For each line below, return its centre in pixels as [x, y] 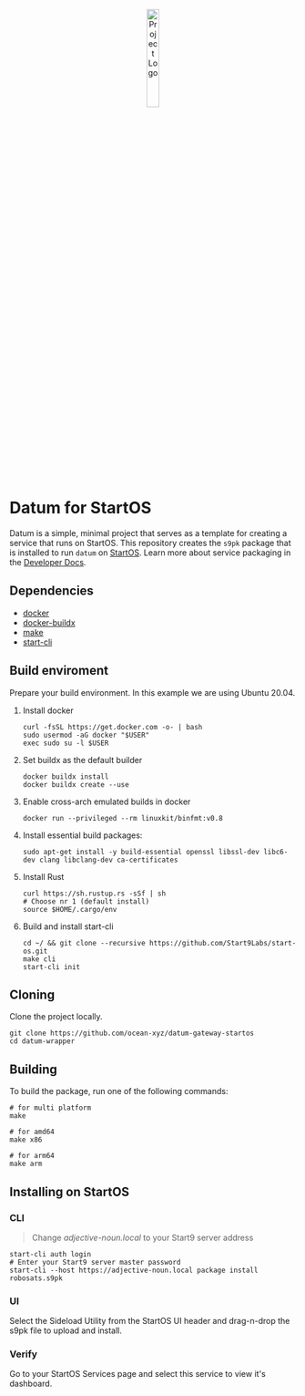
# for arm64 [32, 1156]
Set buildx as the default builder [82, 760]
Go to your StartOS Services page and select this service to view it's [137, 1374]
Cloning [32, 994]
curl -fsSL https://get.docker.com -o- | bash [112, 727]
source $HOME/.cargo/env [70, 909]
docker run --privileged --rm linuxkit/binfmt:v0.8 [122, 818]
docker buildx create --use [76, 784]
